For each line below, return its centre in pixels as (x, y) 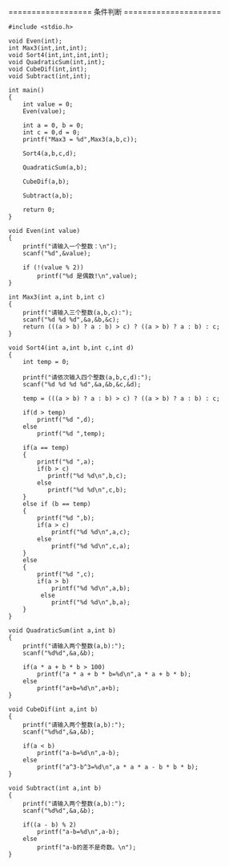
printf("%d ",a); (66, 462)
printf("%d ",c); (66, 574)
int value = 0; (48, 104)
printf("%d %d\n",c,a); (90, 546)
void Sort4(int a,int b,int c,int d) (71, 348)
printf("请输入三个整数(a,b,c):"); (78, 312)
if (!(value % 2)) (53, 268)
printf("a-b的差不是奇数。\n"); (87, 848)
